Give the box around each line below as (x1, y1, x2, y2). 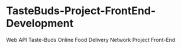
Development (6, 17, 74, 30)
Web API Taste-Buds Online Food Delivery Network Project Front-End (6, 36, 176, 43)
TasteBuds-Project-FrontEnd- (6, 4, 156, 18)
